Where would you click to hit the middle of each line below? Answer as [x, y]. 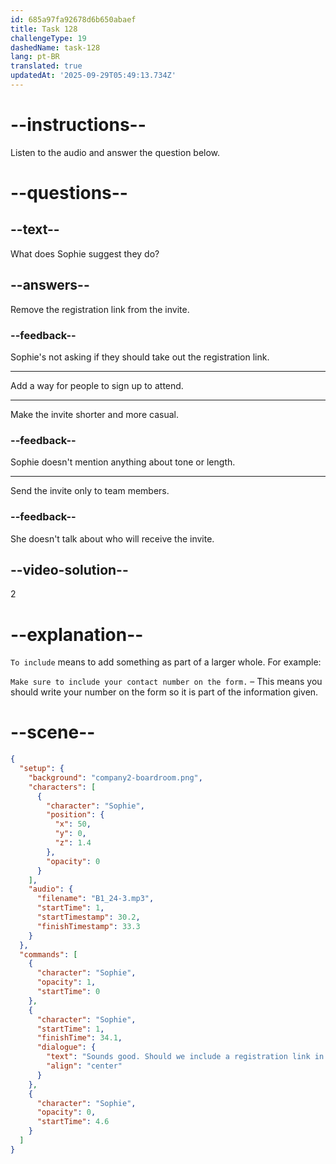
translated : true [46, 66]
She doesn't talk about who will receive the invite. [112, 538]
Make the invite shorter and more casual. [94, 414]
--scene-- [53, 732]
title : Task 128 [44, 29]
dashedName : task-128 [55, 47]
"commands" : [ [48, 954]
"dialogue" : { [66, 1047]
